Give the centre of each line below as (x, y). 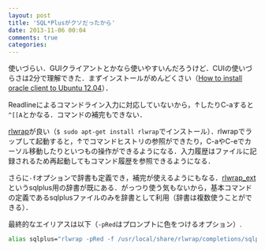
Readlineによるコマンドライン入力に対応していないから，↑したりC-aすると (131, 105)
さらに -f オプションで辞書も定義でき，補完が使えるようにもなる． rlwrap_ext (132, 178)
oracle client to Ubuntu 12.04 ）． (60, 88)
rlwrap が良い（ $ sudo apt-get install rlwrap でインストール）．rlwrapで (127, 132)
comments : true (33, 37)
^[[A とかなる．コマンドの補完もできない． (78, 114)
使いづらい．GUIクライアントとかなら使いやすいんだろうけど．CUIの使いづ (130, 69)
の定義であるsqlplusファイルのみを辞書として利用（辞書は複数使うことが (127, 197)
